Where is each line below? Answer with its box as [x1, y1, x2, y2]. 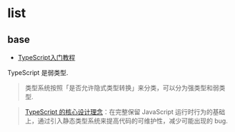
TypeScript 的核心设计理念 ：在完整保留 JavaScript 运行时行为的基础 [24, 108, 226, 116]
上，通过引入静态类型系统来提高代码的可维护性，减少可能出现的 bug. [24, 116, 229, 125]
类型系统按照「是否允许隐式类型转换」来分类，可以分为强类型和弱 [24, 83, 219, 92]
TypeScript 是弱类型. [7, 68, 69, 76]
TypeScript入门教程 [17, 54, 76, 61]
